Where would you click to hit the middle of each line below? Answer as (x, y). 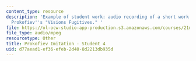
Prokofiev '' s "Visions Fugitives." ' (57, 22)
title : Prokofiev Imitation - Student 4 (56, 44)
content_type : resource (35, 11)
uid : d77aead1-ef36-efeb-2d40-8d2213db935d (60, 49)
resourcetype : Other (31, 38)
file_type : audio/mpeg (34, 33)
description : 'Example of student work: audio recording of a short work (98, 17)
